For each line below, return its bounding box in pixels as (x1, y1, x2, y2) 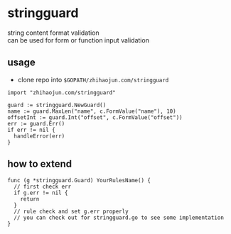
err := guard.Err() (7, 120, 65, 127)
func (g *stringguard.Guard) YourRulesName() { (7, 177, 151, 184)
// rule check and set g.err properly (14, 208, 129, 215)
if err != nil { (7, 126, 55, 133)
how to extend (7, 158, 72, 170)
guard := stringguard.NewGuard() (7, 101, 107, 108)
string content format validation (7, 28, 100, 37)
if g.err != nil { (14, 189, 69, 196)
